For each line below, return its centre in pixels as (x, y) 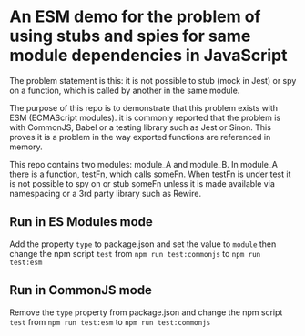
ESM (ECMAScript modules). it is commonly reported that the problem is (145, 117)
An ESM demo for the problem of (135, 17)
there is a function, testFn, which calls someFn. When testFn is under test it (150, 174)
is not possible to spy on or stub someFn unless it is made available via (142, 183)
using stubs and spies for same (130, 36)
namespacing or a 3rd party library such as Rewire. (106, 193)
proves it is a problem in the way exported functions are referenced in (140, 137)
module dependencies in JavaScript (149, 56)
